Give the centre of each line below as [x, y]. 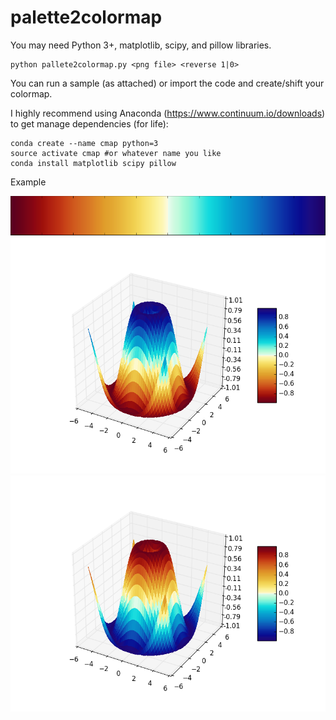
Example [28, 182]
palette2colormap [86, 17]
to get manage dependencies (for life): [89, 123]
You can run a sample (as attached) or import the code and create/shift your [167, 83]
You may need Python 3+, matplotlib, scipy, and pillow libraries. [141, 45]
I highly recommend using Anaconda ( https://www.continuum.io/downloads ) [168, 113]
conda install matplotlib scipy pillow [93, 163]
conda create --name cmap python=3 [84, 143]
